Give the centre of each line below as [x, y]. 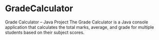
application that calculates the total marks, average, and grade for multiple [79, 27]
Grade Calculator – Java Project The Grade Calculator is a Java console [77, 22]
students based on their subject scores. [45, 32]
